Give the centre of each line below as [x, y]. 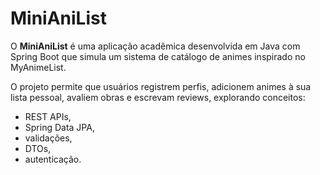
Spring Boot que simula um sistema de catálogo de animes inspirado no [158, 56]
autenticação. [53, 159]
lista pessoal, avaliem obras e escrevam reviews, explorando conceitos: [158, 97]
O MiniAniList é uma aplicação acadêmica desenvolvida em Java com [155, 46]
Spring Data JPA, [59, 127]
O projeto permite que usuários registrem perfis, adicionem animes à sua [161, 86]
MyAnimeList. [38, 67]
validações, [48, 138]
